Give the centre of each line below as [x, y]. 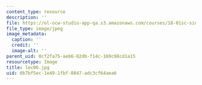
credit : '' [25, 45]
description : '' [26, 17]
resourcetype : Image [32, 62]
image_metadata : [26, 34]
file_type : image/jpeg [35, 28]
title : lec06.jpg [28, 67]
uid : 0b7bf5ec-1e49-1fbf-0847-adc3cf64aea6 [62, 73]
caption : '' [27, 40]
